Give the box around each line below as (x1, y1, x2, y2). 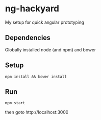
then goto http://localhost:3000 (5, 109, 69, 115)
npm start (5, 101, 25, 106)
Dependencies (5, 34, 50, 42)
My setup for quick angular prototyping (5, 19, 84, 25)
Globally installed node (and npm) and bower (5, 46, 96, 52)
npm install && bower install (5, 74, 67, 79)
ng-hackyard (5, 3, 60, 14)
